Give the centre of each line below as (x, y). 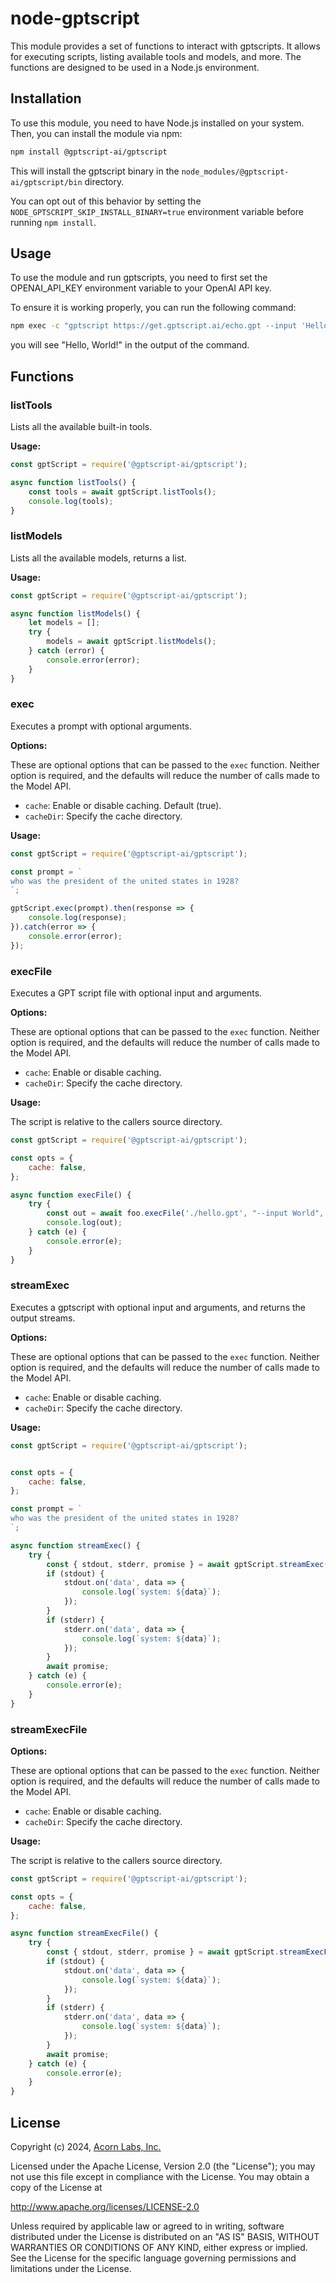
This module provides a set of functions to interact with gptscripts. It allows (165, 46)
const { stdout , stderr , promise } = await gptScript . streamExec (185, 1564)
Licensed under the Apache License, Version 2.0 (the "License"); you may (163, 2166)
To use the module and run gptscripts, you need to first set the (139, 278)
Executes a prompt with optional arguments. (101, 726)
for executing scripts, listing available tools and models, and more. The (156, 56)
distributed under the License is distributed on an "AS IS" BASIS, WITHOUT (165, 2237)
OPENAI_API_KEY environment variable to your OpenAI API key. (141, 288)
